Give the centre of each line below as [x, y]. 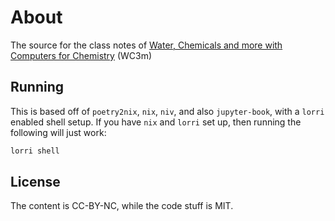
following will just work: [58, 132]
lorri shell [35, 151]
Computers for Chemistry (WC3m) [81, 55]
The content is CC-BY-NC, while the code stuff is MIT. [122, 206]
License [35, 182]
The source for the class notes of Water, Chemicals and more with [146, 45]
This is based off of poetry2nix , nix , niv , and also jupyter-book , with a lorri [167, 111]
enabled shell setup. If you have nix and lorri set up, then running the [156, 122]
